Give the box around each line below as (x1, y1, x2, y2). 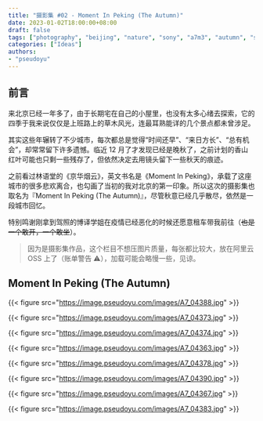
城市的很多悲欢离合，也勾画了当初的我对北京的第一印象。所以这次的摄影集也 (8, 181, 255, 191)
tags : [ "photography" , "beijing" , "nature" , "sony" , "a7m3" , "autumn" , (8, 33, 247, 42)
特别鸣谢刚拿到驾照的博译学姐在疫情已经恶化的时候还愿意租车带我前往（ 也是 (8, 217, 255, 227)
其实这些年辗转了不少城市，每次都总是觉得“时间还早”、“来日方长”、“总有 (8, 135, 243, 144)
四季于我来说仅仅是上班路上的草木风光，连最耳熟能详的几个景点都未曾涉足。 (8, 118, 255, 128)
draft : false (8, 26, 51, 34)
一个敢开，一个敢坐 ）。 (8, 227, 81, 236)
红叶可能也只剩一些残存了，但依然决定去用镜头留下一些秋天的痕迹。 (8, 154, 228, 164)
